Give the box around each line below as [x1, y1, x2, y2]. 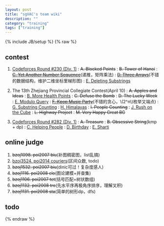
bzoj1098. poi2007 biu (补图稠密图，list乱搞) [12, 152, 100, 158]
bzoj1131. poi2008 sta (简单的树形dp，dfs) [12, 188, 96, 194]
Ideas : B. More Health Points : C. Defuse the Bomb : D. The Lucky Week [12, 92, 158, 98]
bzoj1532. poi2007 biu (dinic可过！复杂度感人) [12, 164, 104, 170]
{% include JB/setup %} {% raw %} [5, 39, 77, 45]
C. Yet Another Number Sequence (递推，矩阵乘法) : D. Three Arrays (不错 [12, 71, 159, 77]
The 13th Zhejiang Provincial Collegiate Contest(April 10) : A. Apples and [12, 88, 157, 93]
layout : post [5, 7, 32, 12]
